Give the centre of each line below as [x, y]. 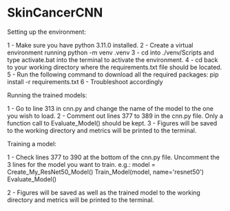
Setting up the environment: [46, 32]
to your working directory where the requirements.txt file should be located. [115, 67]
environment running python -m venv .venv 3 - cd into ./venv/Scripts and [111, 52]
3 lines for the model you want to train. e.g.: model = [82, 164]
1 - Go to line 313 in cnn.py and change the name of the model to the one [110, 108]
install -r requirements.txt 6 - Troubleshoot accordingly [85, 81]
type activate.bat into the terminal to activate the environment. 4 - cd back [113, 59]
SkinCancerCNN [55, 13]
